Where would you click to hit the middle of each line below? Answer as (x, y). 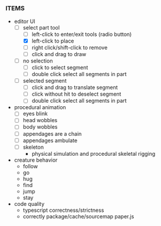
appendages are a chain (52, 133)
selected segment (45, 81)
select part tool (41, 27)
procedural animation (40, 107)
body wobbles (40, 127)
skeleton (33, 147)
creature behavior (36, 160)
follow (30, 166)
